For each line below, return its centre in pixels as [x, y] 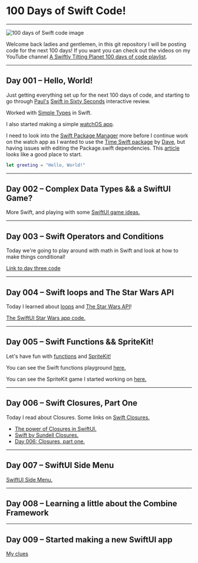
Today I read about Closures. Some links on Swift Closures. [78, 417]
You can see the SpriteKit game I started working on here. [76, 379]
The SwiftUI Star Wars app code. [46, 318]
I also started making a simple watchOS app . [60, 124]
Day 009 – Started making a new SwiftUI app [89, 540]
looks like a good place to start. [44, 154]
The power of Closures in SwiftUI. [56, 429]
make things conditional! [36, 257]
